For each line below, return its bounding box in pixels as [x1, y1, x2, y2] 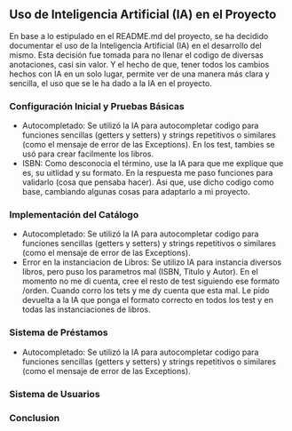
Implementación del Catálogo [9, 209, 139, 221]
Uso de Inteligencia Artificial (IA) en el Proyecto [9, 7, 277, 22]
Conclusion [9, 411, 60, 424]
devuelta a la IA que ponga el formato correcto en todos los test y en [21, 295, 273, 306]
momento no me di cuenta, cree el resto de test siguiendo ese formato [21, 275, 280, 287]
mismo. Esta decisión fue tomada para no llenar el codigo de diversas [9, 49, 264, 60]
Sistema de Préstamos [9, 326, 108, 339]
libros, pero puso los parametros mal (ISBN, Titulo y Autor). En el [21, 267, 259, 277]
